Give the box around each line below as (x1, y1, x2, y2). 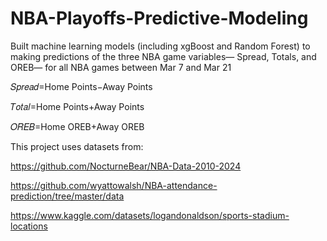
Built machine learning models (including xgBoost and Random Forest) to (10, 40, 311, 52)
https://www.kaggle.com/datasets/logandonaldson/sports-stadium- (10, 209, 290, 221)
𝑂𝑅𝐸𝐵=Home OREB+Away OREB (10, 120, 145, 132)
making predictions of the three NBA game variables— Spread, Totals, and (10, 50, 317, 62)
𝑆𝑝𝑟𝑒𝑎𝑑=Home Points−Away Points (10, 80, 153, 92)
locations (10, 220, 48, 232)
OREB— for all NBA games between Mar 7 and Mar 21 (10, 61, 232, 73)
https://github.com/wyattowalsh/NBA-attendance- (10, 179, 218, 191)
